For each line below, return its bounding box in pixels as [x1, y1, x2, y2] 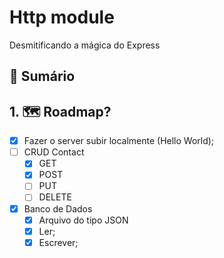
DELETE [38, 191, 72, 203]
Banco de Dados [23, 202, 93, 215]
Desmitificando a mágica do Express [9, 39, 161, 51]
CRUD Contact [23, 146, 85, 158]
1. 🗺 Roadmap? [9, 103, 112, 120]
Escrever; [38, 236, 79, 248]
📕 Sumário [9, 68, 76, 85]
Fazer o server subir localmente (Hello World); [23, 135, 215, 147]
